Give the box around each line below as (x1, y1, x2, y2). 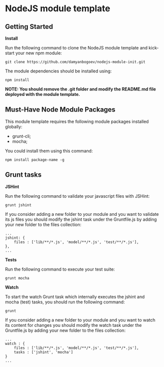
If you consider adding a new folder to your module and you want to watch (5, 317, 156, 323)
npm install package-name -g (5, 157, 65, 162)
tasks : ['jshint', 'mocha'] (14, 349, 73, 355)
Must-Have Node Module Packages (5, 106, 116, 114)
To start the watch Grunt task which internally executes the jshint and (5, 294, 145, 299)
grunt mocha (5, 275, 29, 280)
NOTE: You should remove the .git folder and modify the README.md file (5, 86, 156, 92)
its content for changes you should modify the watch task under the (5, 322, 142, 328)
